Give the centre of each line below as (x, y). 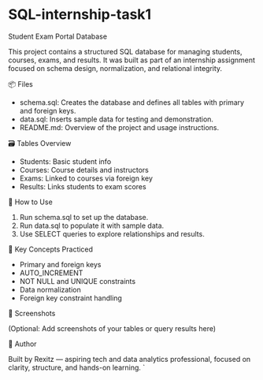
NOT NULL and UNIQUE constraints (78, 281)
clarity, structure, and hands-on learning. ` (77, 367)
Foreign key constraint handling (70, 298)
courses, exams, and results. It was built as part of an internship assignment (132, 60)
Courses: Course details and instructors (84, 170)
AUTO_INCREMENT (51, 273)
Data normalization (50, 289)
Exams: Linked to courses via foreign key (86, 178)
